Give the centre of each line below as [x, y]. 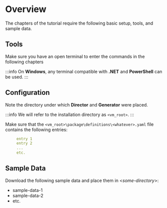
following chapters [24, 62]
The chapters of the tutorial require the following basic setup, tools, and [79, 23]
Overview [26, 9]
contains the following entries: [36, 130]
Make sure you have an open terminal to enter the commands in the [75, 56]
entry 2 [24, 143]
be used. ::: [17, 77]
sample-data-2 [28, 195]
